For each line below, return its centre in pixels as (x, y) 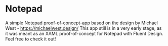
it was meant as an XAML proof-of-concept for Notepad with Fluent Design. (84, 33)
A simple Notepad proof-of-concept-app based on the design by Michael (81, 23)
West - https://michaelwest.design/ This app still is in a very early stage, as (83, 28)
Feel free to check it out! (31, 39)
